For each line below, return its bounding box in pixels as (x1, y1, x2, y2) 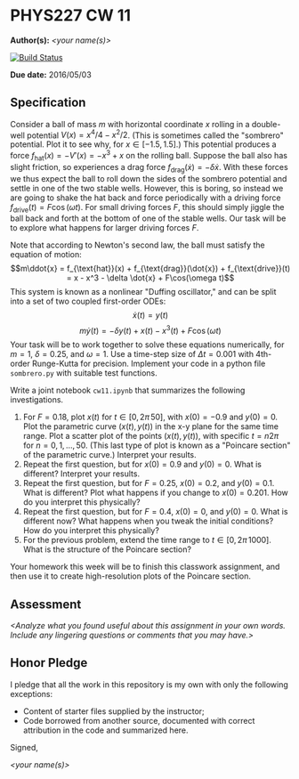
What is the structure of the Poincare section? (22, 544, 192, 555)
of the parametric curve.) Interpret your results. (22, 450, 197, 460)
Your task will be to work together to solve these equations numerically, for (10, 339, 285, 350)
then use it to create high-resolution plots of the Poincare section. (10, 571, 252, 581)
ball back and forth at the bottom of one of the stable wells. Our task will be (10, 213, 287, 223)
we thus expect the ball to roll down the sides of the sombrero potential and (10, 173, 287, 183)
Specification (10, 95, 86, 110)
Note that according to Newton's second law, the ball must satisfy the (10, 239, 265, 250)
